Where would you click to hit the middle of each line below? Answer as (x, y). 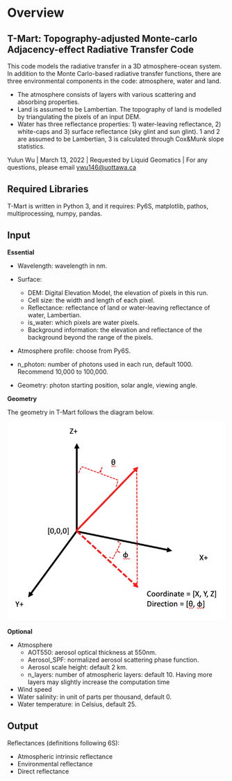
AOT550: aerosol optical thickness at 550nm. (92, 652)
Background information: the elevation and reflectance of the (115, 330)
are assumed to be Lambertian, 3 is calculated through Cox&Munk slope (121, 139)
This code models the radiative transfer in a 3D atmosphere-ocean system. (115, 66)
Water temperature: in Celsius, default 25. (77, 704)
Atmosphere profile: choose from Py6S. (74, 351)
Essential (21, 252)
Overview (36, 13)
